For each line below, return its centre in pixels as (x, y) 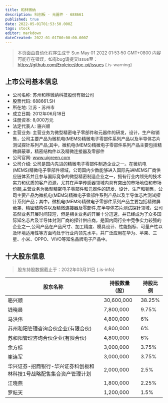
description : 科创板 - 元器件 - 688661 (44, 15)
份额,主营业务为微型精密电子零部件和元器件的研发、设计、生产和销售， (85, 189)
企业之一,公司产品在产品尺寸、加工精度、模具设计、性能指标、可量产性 (85, 226)
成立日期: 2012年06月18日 (39, 113)
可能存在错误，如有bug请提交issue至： (57, 59)
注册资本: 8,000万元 (33, 120)
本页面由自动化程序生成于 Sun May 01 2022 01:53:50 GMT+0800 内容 (89, 53)
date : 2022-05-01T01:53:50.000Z (39, 24)
